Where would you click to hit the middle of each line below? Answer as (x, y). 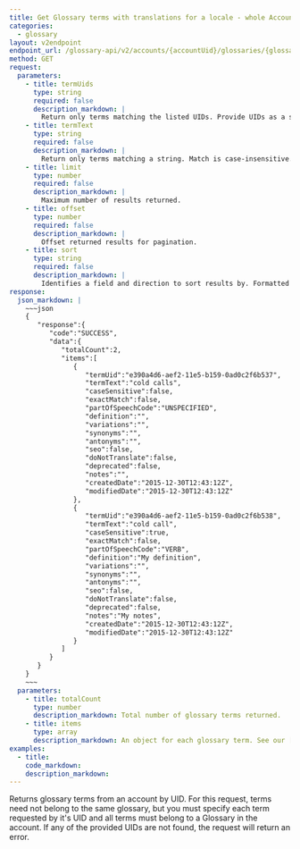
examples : (28, 748)
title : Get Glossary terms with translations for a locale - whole (137, 17)
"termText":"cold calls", (133, 383)
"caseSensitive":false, (129, 391)
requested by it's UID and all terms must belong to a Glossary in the (133, 818)
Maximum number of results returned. (111, 201)
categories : (31, 26)
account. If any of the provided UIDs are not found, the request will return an (150, 828)
